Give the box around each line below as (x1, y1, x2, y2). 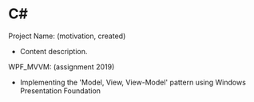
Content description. (19, 46, 88, 56)
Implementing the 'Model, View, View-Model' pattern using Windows (19, 77, 246, 87)
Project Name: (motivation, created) (8, 31, 126, 41)
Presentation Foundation (19, 85, 101, 96)
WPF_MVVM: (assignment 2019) (8, 61, 115, 72)
